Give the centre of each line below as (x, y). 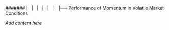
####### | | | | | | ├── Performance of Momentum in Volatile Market (85, 8)
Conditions (17, 13)
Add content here (24, 23)
